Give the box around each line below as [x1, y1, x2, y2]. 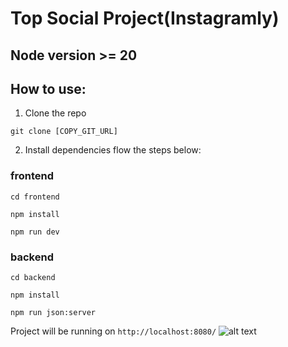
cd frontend [10, 192, 60, 202]
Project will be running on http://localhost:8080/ [10, 325, 217, 337]
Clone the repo [24, 107, 87, 119]
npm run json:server [10, 307, 97, 317]
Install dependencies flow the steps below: [24, 144, 202, 156]
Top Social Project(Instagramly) [10, 7, 280, 30]
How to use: [10, 80, 87, 97]
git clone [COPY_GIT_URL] [10, 127, 118, 137]
